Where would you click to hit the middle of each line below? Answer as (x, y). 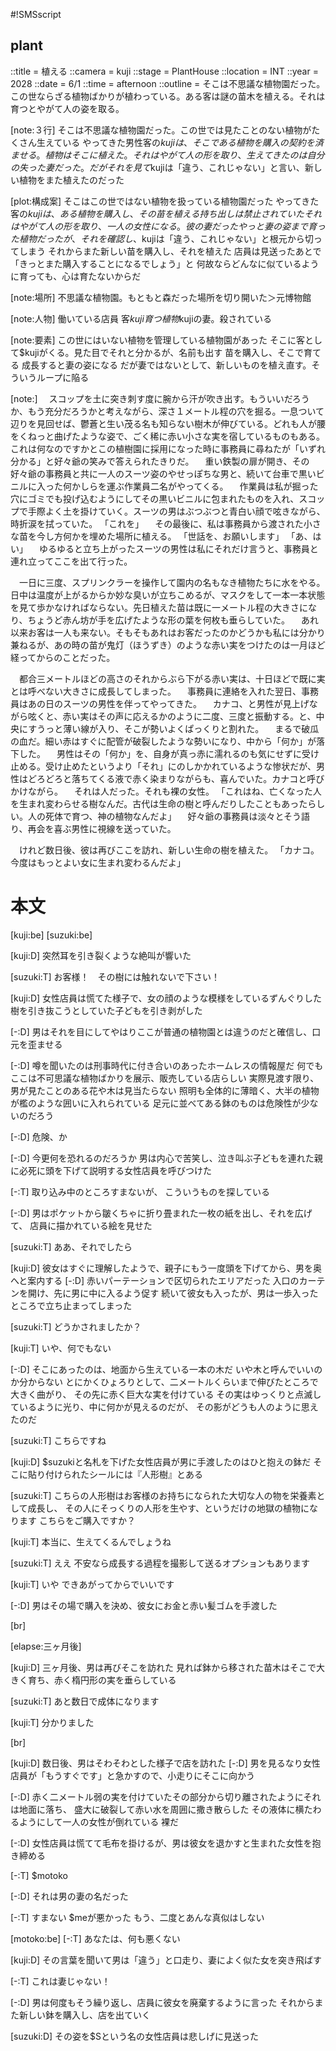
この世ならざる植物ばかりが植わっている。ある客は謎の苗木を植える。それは (168, 96)
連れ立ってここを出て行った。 (71, 561)
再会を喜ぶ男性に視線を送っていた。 (102, 828)
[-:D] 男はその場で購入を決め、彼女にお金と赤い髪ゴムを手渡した (144, 1605)
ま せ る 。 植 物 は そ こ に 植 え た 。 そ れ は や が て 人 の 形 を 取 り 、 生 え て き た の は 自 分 (167, 155)
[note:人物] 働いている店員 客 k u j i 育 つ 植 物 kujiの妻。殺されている (141, 318)
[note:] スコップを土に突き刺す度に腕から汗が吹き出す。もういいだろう (160, 398)
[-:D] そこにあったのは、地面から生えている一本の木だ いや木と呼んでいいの (166, 1369)
